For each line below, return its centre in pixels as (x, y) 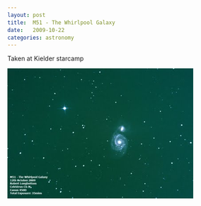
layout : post (27, 15)
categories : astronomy (41, 38)
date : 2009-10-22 (36, 30)
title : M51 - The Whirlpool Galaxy (61, 22)
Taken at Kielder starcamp (46, 59)
